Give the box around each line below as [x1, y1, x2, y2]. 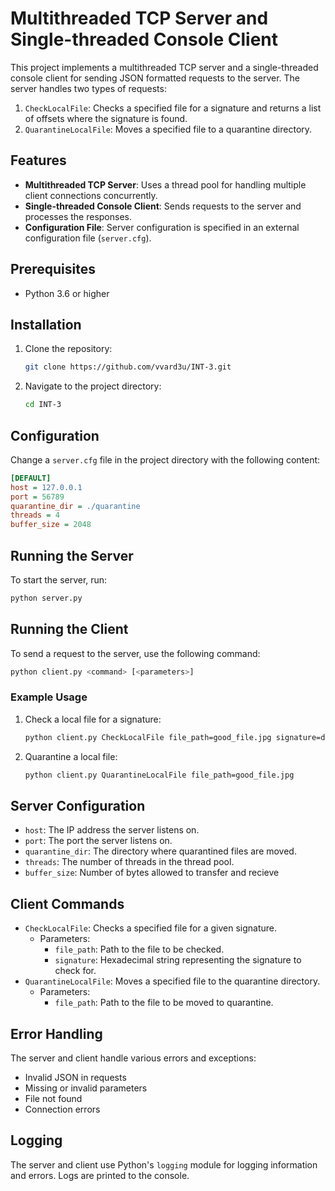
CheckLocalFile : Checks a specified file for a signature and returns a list [24, 102, 322, 114]
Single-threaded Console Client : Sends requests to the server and [24, 200, 302, 212]
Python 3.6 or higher [24, 287, 110, 299]
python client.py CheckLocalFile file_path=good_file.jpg [24, 732, 272, 742]
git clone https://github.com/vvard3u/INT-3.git [24, 362, 232, 372]
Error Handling [10, 1025, 103, 1042]
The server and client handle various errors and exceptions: [10, 1052, 257, 1064]
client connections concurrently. [24, 189, 158, 201]
